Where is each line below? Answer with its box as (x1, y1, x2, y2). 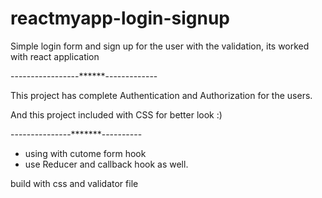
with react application (10, 50, 100, 62)
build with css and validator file (10, 177, 139, 189)
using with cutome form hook (24, 147, 147, 159)
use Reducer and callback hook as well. (24, 158, 189, 170)
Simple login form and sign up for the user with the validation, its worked (10, 40, 310, 52)
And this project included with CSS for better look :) (10, 108, 223, 121)
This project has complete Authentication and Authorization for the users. (10, 89, 313, 101)
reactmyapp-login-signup (10, 7, 231, 30)
